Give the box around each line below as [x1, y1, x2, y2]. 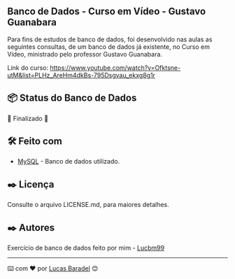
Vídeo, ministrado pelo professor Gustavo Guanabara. [7, 50, 163, 58]
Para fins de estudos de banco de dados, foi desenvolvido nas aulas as [7, 35, 213, 43]
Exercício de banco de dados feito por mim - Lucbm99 [7, 244, 165, 252]
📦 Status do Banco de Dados [7, 92, 137, 104]
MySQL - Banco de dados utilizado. [17, 157, 120, 166]
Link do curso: [7, 63, 49, 72]
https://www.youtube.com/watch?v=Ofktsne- [50, 63, 180, 72]
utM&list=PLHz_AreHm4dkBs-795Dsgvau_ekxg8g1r [7, 71, 156, 79]
